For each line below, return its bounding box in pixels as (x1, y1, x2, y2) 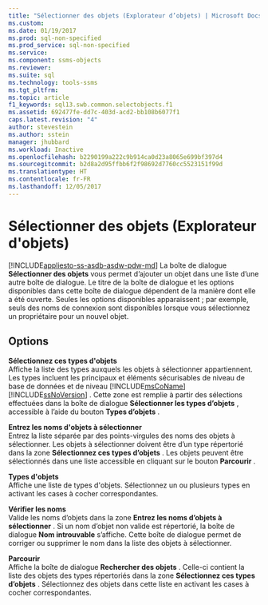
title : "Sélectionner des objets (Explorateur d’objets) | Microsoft (8, 11, 245, 20)
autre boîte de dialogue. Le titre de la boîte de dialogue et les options (8, 277, 235, 287)
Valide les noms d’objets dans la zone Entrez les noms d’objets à (8, 512, 223, 522)
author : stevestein (8, 123, 73, 131)
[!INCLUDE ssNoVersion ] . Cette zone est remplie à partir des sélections (8, 389, 243, 400)
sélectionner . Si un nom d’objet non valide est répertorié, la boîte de (8, 521, 235, 531)
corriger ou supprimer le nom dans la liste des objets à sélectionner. (8, 538, 232, 547)
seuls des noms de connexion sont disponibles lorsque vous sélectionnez (8, 303, 250, 312)
